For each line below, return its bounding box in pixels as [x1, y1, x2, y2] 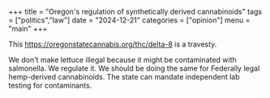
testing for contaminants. [8, 80, 92, 90]
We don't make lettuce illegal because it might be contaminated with [8, 55, 237, 64]
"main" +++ [8, 24, 48, 33]
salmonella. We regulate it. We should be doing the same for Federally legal [8, 63, 260, 73]
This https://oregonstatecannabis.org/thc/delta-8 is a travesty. [8, 39, 217, 49]
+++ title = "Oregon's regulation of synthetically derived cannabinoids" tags [8, 7, 262, 16]
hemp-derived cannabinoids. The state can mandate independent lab [8, 72, 241, 81]
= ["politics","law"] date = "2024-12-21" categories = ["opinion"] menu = [8, 15, 251, 25]
